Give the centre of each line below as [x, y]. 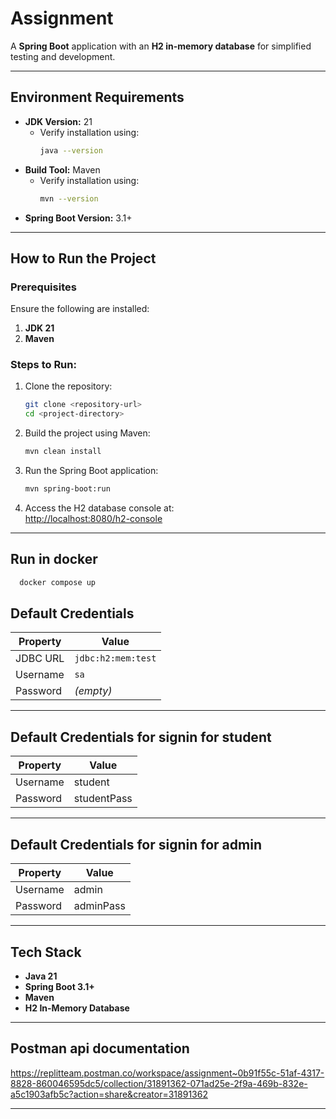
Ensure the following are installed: [80, 309]
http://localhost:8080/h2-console [93, 518]
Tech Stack [46, 952]
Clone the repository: [68, 386]
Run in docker [54, 559]
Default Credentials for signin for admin [136, 844]
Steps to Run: [43, 365]
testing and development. [63, 56]
